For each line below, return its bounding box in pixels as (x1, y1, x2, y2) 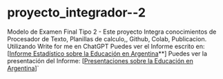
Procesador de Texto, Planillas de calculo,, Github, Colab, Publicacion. (7, 34, 207, 43)
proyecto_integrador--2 (7, 5, 146, 21)
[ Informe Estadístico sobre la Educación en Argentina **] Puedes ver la (7, 49, 207, 58)
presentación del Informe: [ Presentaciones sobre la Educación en (7, 56, 193, 65)
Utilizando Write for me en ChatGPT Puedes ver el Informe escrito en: (7, 42, 205, 50)
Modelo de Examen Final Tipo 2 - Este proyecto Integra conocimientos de (7, 27, 217, 36)
